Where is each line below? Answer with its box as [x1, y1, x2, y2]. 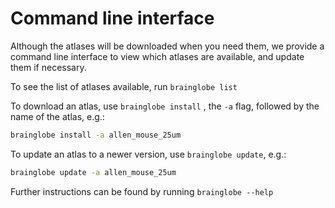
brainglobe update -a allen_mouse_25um [10, 167, 177, 177]
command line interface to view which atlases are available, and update [10, 50, 305, 62]
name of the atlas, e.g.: [10, 110, 105, 122]
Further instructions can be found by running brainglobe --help [10, 185, 274, 197]
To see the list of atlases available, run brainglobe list [10, 80, 238, 92]
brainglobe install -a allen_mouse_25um [10, 130, 182, 140]
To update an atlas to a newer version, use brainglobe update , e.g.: [10, 148, 287, 160]
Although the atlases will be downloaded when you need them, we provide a [10, 40, 325, 52]
